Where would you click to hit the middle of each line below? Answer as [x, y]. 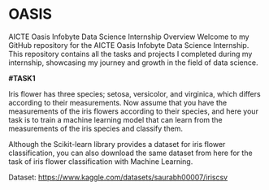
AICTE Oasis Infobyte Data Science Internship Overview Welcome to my [129, 37]
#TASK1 [22, 78]
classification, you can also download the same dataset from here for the [131, 153]
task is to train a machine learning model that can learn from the [116, 119]
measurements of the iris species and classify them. [96, 128]
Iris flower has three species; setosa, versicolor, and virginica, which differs [135, 93]
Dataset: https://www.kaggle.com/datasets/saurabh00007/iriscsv [118, 177]
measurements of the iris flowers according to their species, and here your [133, 111]
